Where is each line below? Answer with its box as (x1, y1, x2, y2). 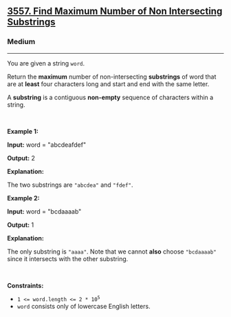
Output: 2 (7, 154, 36, 162)
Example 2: (7, 194, 40, 202)
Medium (7, 37, 36, 47)
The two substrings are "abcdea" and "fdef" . (7, 181, 133, 189)
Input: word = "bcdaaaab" (7, 207, 82, 216)
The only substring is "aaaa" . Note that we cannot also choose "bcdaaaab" (7, 247, 217, 256)
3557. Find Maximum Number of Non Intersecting (7, 6, 223, 17)
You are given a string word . (7, 59, 85, 68)
